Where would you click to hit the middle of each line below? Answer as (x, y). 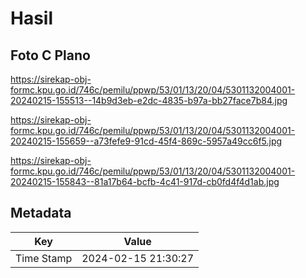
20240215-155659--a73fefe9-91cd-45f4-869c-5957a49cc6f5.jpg (146, 141)
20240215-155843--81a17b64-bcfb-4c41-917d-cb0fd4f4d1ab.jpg (145, 181)
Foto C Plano (50, 55)
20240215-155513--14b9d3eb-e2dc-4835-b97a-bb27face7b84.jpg (149, 100)
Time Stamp (44, 258)
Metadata (41, 213)
